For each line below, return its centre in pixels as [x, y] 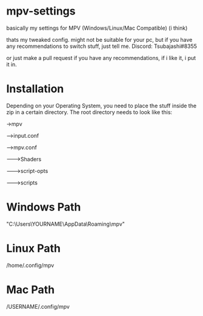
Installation [35, 89]
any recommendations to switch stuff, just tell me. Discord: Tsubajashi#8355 [102, 46]
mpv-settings [41, 11]
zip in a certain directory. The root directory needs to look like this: [89, 112]
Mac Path [31, 290]
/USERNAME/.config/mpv [38, 306]
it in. [12, 64]
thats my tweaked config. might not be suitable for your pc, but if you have [99, 39]
